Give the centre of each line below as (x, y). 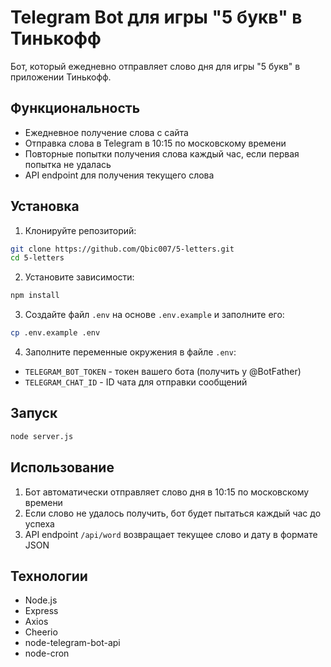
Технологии (49, 576)
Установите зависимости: (79, 277)
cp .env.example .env (55, 333)
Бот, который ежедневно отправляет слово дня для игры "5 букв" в (155, 66)
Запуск (34, 413)
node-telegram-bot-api (72, 643)
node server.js (42, 436)
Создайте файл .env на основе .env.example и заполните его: (154, 315)
